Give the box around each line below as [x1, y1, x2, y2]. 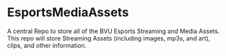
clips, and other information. [7, 41, 87, 49]
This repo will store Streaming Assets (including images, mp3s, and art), [7, 34, 211, 42]
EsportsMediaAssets [7, 5, 129, 20]
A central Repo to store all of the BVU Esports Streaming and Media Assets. [7, 27, 221, 35]
